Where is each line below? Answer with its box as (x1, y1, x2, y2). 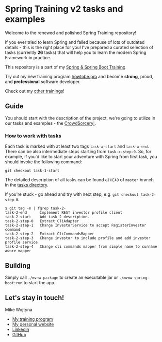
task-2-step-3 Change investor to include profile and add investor (5, 236, 151, 241)
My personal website (12, 321, 54, 327)
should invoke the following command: (5, 159, 82, 165)
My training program (12, 316, 53, 322)
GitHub (12, 331, 27, 337)
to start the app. (23, 279, 56, 285)
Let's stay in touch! (5, 294, 65, 302)
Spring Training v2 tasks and (5, 3, 123, 15)
